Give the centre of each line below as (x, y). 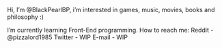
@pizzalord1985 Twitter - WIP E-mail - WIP (68, 37)
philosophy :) (26, 17)
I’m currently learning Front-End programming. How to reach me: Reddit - (110, 30)
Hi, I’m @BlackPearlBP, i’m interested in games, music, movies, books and (111, 10)
